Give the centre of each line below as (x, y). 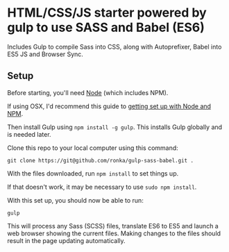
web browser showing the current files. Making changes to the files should (114, 233)
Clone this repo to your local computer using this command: (93, 148)
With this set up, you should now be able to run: (75, 200)
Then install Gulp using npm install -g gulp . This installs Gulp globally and (115, 127)
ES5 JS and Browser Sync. (45, 54)
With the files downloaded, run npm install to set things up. (93, 173)
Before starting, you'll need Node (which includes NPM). (88, 92)
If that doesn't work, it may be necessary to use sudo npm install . (102, 187)
